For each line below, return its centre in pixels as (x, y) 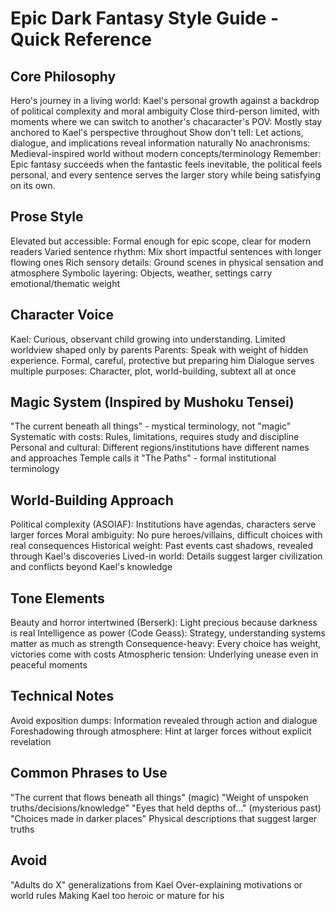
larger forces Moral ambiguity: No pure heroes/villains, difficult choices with (166, 535)
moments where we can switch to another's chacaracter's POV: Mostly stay (166, 121)
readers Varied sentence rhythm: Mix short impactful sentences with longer (166, 251)
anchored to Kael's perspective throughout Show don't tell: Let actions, (157, 132)
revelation (31, 741)
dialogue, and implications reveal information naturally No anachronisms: (160, 143)
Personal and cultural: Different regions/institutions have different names (160, 448)
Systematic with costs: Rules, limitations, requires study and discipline (155, 437)
